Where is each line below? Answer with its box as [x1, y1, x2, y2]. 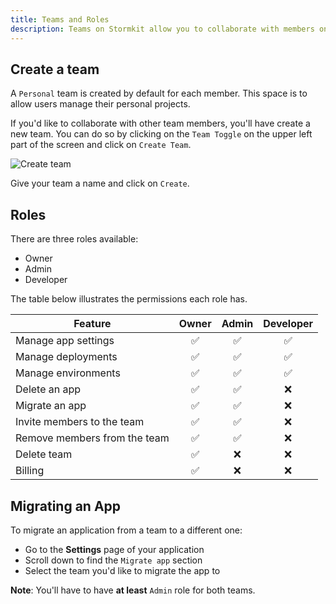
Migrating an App [10, 497, 122, 515]
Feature [73, 317, 112, 331]
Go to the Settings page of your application [24, 543, 205, 555]
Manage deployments [15, 350, 118, 364]
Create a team [10, 61, 100, 78]
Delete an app [15, 382, 82, 396]
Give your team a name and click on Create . [10, 177, 190, 190]
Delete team [15, 447, 73, 461]
